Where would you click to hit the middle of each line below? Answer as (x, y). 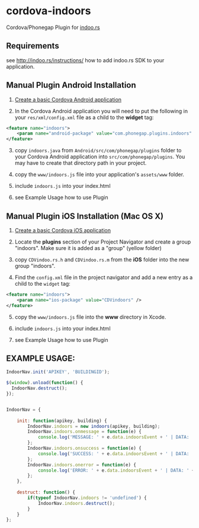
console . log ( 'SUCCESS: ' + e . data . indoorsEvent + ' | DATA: (113, 454)
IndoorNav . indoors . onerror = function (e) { (82, 465)
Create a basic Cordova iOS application (63, 230)
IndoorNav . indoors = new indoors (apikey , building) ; (94, 426)
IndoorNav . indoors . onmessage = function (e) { (85, 432)
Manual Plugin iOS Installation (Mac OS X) (85, 216)
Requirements (33, 46)
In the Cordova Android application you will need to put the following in (101, 111)
